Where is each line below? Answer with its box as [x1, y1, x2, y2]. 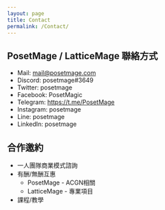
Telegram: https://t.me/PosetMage [16, 98, 115, 107]
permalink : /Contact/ [7, 23, 69, 30]
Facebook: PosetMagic [16, 91, 82, 99]
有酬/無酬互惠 [16, 170, 56, 178]
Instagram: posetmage [16, 105, 81, 114]
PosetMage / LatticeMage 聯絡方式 [7, 50, 158, 62]
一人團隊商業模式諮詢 [16, 161, 78, 169]
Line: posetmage [16, 113, 65, 121]
